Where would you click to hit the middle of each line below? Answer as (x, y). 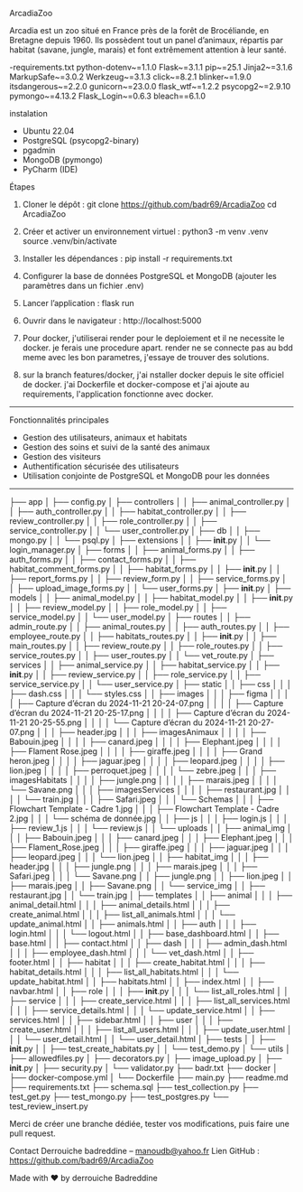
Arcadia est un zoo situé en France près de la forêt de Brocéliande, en (139, 30)
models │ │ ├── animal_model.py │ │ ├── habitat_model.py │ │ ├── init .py (151, 598)
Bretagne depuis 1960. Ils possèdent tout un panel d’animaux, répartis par (147, 40)
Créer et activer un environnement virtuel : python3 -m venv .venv (145, 231)
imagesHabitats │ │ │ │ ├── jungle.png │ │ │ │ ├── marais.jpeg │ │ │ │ (144, 780)
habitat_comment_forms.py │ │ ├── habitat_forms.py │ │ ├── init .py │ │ (145, 569)
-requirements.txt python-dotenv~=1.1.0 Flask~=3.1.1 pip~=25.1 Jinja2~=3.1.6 (151, 67)
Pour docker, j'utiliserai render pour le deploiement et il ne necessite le (153, 338)
